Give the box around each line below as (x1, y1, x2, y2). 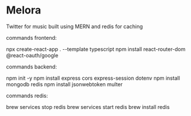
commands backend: (6, 63, 57, 70)
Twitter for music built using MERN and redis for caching (6, 23, 143, 30)
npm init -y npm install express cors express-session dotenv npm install (6, 74, 180, 81)
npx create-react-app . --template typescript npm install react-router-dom (6, 45, 186, 53)
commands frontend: (6, 34, 57, 41)
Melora (6, 4, 41, 17)
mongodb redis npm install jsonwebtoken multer (6, 80, 123, 88)
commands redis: (6, 92, 48, 99)
